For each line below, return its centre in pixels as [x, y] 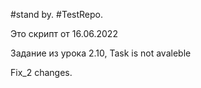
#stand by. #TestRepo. [56, 14]
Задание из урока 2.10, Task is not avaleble [101, 53]
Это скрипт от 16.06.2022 [64, 33]
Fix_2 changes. [41, 72]
